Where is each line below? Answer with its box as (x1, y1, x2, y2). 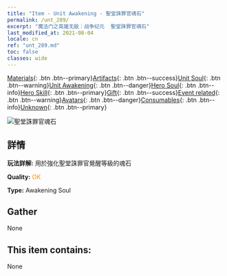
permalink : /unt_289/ (7, 17, 69, 23)
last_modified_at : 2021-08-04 (7, 29, 94, 36)
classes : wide (7, 55, 48, 62)
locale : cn (7, 36, 39, 43)
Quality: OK (7, 173, 41, 181)
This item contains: (7, 244, 91, 255)
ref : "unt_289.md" (7, 42, 60, 49)
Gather (7, 206, 38, 217)
